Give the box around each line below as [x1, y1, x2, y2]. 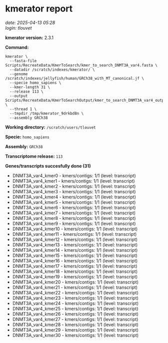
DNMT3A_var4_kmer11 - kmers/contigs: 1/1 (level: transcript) [12, 231, 137, 237]
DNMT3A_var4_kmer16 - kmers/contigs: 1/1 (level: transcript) [12, 257, 138, 263]
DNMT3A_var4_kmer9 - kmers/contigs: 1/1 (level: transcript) [12, 220, 136, 226]
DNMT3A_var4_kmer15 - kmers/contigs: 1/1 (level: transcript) [12, 252, 137, 258]
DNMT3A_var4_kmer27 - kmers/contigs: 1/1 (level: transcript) [12, 316, 138, 322]
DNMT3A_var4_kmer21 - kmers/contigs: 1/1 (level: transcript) [12, 284, 138, 290]
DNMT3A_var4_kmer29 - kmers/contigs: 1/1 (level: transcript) [12, 326, 139, 333]
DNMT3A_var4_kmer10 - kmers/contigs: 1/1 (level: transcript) [12, 226, 138, 232]
